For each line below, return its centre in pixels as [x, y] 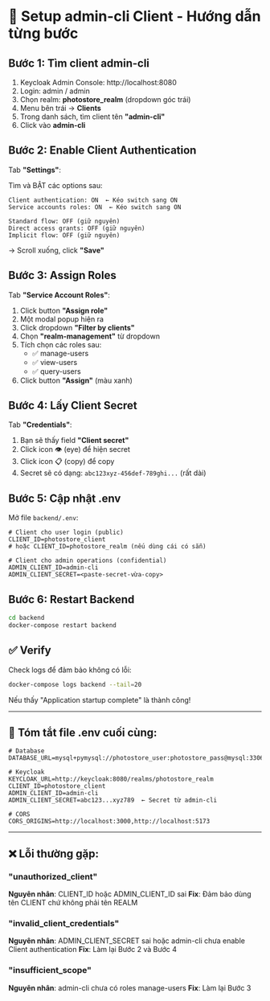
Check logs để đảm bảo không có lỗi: [70, 670]
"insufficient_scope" [50, 970]
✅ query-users [57, 371]
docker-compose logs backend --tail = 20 [75, 684]
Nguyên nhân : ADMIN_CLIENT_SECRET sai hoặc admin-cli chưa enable [127, 941]
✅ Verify [30, 650]
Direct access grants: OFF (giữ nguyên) [77, 228]
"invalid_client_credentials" [64, 923]
